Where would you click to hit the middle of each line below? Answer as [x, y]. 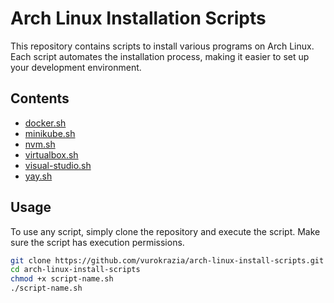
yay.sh [38, 176]
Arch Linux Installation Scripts [138, 18]
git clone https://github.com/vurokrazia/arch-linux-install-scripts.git [167, 260]
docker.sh [45, 123]
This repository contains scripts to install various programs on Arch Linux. [162, 46]
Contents [40, 98]
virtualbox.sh [51, 154]
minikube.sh [50, 133]
